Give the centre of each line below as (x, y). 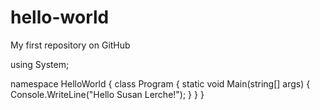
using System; (40, 64)
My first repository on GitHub (70, 45)
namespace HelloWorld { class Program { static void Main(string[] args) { (160, 83)
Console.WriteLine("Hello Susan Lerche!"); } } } (107, 94)
